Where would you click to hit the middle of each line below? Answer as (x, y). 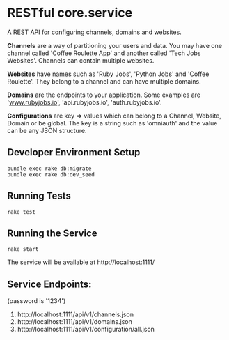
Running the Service (52, 233)
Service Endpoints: (49, 284)
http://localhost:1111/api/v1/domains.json (74, 322)
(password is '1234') (37, 301)
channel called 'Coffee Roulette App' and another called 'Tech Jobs (104, 53)
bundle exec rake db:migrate (49, 169)
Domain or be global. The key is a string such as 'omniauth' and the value (112, 123)
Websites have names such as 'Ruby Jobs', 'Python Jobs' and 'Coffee (108, 74)
